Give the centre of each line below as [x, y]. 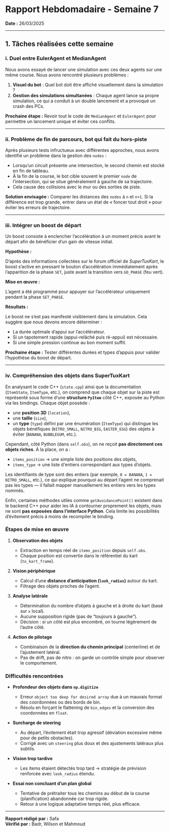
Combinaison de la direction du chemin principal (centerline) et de [90, 647]
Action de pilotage [32, 637]
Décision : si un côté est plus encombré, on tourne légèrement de [88, 621]
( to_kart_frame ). [37, 561]
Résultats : [17, 307]
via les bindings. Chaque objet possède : [48, 403]
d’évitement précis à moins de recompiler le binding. [60, 516]
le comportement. [39, 663]
